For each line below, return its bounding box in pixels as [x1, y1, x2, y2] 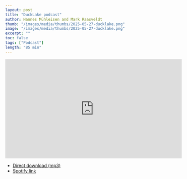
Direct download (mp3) [12, 162, 61, 168]
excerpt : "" [5, 31, 30, 36]
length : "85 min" [5, 45, 42, 50]
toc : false [5, 36, 28, 41]
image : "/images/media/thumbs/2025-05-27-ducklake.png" [5, 26, 125, 31]
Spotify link [12, 167, 36, 174]
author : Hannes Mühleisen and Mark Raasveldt [5, 17, 102, 22]
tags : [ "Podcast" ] [5, 40, 44, 45]
